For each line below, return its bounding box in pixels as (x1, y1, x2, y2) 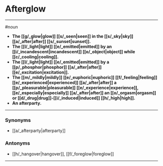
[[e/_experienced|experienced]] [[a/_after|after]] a (12, 79, 117, 85)
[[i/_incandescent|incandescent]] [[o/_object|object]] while (12, 48, 135, 54)
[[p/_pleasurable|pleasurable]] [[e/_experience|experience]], (12, 85, 139, 91)
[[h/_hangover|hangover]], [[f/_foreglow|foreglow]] (12, 151, 114, 157)
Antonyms (5, 140, 31, 147)
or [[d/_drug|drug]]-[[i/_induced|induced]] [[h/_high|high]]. (12, 95, 135, 101)
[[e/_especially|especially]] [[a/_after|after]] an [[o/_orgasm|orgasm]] (12, 90, 156, 95)
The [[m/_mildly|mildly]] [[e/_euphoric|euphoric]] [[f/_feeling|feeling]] (12, 74, 158, 80)
